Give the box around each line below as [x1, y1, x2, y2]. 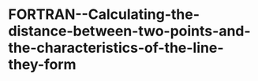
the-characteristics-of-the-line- [8, 39, 224, 57]
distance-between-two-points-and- [8, 22, 251, 40]
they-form [8, 56, 77, 74]
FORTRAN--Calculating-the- [8, 6, 200, 24]
